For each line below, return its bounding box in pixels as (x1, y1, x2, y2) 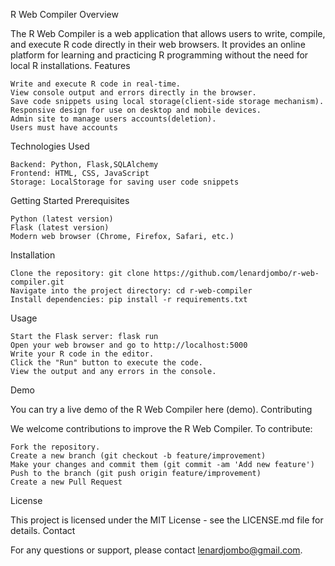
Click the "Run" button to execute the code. (10, 358, 203, 368)
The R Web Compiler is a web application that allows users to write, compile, (10, 28, 326, 39)
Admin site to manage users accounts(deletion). (10, 114, 217, 124)
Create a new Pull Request (10, 477, 123, 487)
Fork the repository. (10, 442, 101, 452)
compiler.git (10, 277, 65, 287)
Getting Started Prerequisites (10, 195, 130, 206)
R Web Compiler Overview (10, 9, 119, 20)
